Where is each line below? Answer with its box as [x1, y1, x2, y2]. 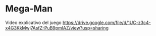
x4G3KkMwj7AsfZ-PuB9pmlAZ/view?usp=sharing [5, 24, 109, 30]
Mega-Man [5, 3, 53, 14]
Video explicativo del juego [5, 19, 62, 25]
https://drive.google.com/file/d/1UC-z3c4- [62, 19, 151, 25]
